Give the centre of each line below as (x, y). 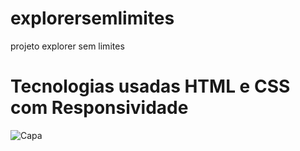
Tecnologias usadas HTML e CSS (150, 86)
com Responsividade (99, 108)
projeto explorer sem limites (67, 46)
